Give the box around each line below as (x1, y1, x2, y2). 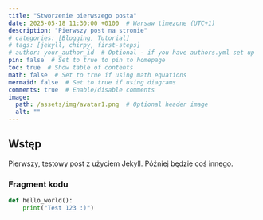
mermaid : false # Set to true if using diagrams (8, 78, 177, 86)
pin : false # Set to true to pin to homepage (8, 57, 166, 65)
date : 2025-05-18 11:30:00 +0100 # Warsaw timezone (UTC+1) (8, 19, 216, 27)
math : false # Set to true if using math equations (8, 71, 187, 79)
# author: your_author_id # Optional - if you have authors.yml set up (8, 49, 255, 57)
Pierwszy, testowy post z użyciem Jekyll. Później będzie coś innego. (8, 159, 234, 168)
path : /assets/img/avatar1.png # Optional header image (15, 100, 209, 108)
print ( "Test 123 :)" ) (22, 204, 94, 212)
